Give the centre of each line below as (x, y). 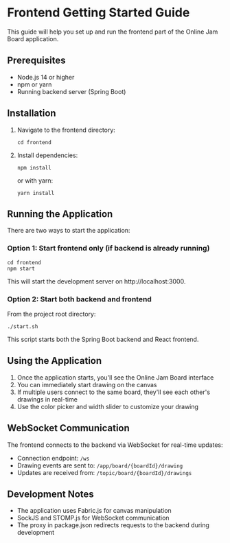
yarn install (36, 193)
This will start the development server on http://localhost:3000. (96, 281)
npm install (34, 167)
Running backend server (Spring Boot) (71, 91)
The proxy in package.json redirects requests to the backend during (113, 525)
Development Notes (50, 494)
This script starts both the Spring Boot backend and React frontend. (103, 339)
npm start (21, 268)
